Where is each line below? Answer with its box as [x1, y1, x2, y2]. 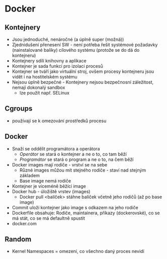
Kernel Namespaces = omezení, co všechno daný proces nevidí [12, 248, 144, 254]
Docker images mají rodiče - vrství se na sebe [12, 161, 108, 167]
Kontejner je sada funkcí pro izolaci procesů [12, 63, 104, 69]
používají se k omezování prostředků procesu [12, 118, 107, 124]
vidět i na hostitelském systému [12, 74, 77, 79]
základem [19, 172, 40, 179]
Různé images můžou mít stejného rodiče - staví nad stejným [19, 167, 146, 173]
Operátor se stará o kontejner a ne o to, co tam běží [19, 151, 127, 157]
